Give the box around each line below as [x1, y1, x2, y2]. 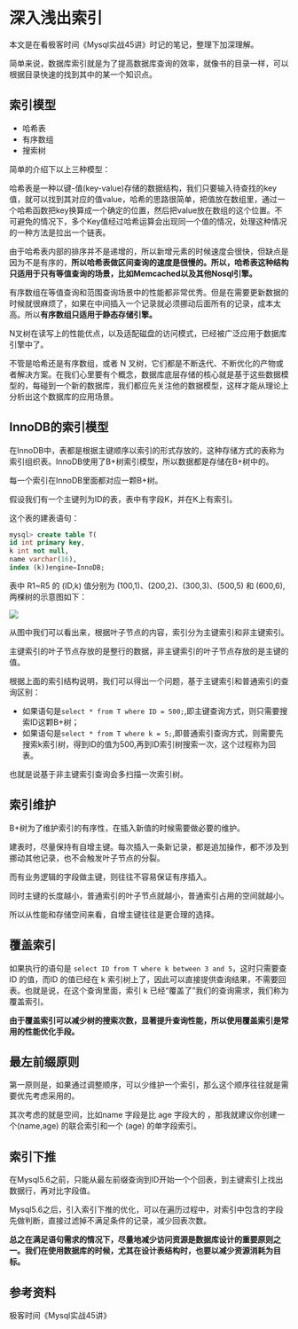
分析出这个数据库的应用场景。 [9, 391, 118, 402]
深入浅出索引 [9, 8, 104, 28]
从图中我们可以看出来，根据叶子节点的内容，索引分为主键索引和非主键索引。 [9, 626, 289, 637]
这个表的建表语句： [9, 512, 80, 523]
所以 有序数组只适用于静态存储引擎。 [24, 309, 157, 319]
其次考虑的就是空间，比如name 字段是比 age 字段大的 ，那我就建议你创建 [9, 1110, 278, 1121]
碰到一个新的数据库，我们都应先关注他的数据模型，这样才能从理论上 [39, 380, 289, 390]
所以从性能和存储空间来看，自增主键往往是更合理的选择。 [9, 908, 219, 919]
